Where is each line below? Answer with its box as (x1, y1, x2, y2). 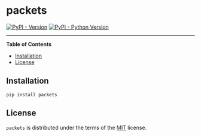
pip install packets (6, 92, 58, 98)
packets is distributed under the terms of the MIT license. (6, 124, 147, 131)
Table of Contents (6, 40, 52, 48)
